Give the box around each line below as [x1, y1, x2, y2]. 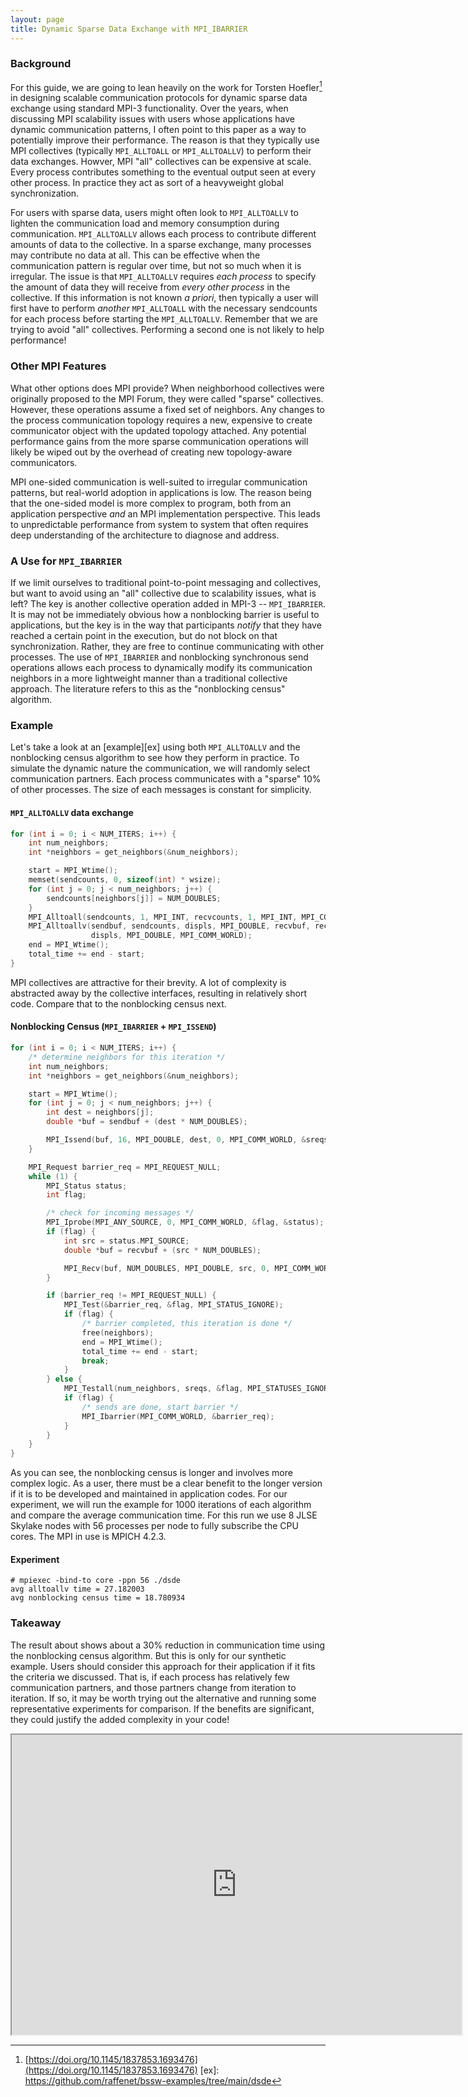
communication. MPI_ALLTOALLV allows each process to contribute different [10, 228, 317, 240]
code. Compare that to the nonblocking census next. [10, 997, 227, 1010]
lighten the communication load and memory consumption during [10, 217, 280, 230]
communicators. [10, 456, 78, 468]
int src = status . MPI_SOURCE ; [63, 1236, 190, 1246]
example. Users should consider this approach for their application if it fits [10, 1660, 316, 1672]
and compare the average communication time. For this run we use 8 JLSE [10, 1509, 318, 1521]
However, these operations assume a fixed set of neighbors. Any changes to [10, 403, 325, 415]
